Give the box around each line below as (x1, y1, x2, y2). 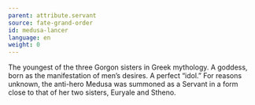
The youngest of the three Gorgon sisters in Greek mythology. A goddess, (8, 62, 248, 72)
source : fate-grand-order (8, 19, 93, 27)
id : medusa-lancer (8, 26, 68, 34)
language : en (8, 33, 51, 42)
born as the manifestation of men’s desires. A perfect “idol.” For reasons (8, 71, 242, 81)
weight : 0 (8, 41, 41, 49)
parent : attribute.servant (8, 11, 97, 20)
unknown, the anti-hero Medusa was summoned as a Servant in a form (8, 80, 238, 89)
